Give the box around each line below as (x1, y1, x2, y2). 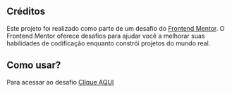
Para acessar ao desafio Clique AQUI (6, 78, 114, 86)
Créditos (6, 6, 46, 17)
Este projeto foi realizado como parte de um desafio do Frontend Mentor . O (6, 24, 225, 32)
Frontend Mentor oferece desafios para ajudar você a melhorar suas (6, 31, 205, 40)
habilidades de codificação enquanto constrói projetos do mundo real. (6, 38, 211, 48)
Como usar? (6, 59, 61, 71)
